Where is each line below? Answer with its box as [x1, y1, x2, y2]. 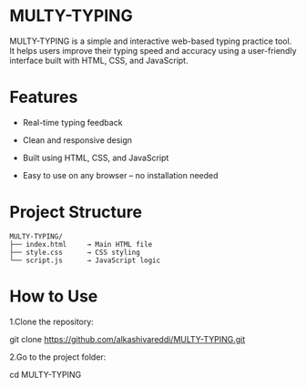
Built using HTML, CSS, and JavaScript [22, 152, 169, 163]
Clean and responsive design [22, 134, 133, 146]
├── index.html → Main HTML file [9, 239, 153, 249]
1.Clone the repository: [9, 316, 94, 327]
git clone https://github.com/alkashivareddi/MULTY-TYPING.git [9, 333, 246, 344]
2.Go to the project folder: [9, 351, 107, 362]
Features [9, 87, 78, 107]
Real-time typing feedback [22, 117, 123, 127]
